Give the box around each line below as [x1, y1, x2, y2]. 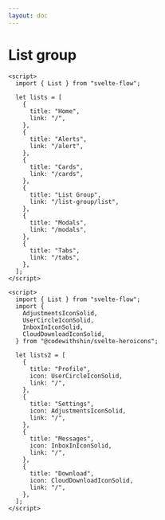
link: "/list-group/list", [29, 197, 120, 205]
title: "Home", [29, 107, 81, 115]
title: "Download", [29, 469, 94, 478]
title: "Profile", [29, 365, 91, 373]
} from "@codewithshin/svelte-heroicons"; [15, 337, 159, 345]
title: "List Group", [29, 190, 102, 199]
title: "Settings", [29, 400, 94, 408]
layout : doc [8, 11, 48, 20]
